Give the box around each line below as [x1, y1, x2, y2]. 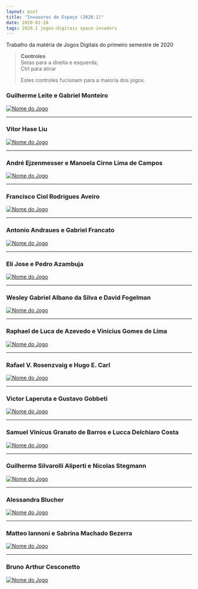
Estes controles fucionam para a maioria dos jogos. [20, 77, 146, 84]
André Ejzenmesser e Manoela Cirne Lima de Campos [6, 159, 163, 167]
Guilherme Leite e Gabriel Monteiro [6, 91, 108, 100]
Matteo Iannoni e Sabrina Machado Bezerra [6, 529, 133, 538]
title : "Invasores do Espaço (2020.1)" [6, 14, 104, 20]
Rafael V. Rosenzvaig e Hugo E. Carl [6, 361, 111, 369]
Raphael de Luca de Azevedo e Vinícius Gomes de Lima [6, 327, 168, 335]
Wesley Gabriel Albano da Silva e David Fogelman [6, 293, 151, 302]
